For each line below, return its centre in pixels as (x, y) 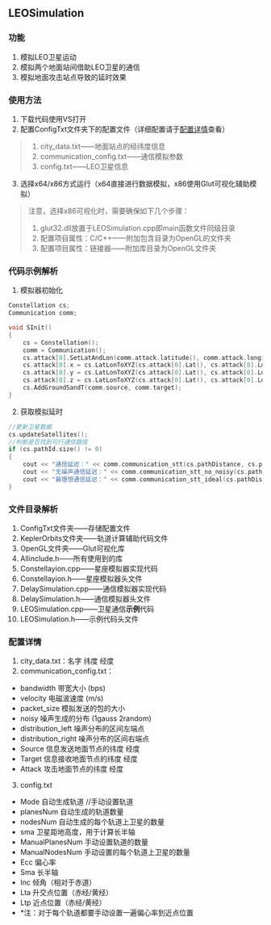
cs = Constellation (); (61, 342)
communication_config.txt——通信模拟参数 (112, 156)
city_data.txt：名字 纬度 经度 (67, 661)
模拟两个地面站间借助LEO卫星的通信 (80, 67)
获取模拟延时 (41, 412)
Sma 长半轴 (39, 873)
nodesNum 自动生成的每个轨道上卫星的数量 (92, 822)
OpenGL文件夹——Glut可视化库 (72, 548)
